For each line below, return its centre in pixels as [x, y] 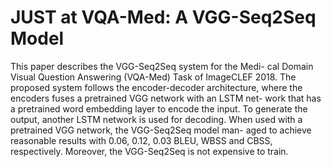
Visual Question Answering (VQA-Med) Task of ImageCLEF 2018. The [153, 77]
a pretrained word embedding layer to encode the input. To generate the [159, 108]
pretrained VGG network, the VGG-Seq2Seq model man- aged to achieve [161, 130]
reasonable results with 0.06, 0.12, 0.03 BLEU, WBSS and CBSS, [141, 140]
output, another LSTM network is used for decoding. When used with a [156, 119]
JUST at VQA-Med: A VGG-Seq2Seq [163, 17]
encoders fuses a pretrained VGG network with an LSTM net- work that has [166, 98]
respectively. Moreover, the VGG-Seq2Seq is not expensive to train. [149, 151]
